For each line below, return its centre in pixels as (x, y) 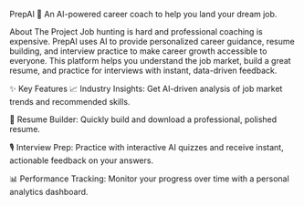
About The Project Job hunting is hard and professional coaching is (136, 31)
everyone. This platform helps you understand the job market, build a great (150, 61)
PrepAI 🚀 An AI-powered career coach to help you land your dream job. (143, 14)
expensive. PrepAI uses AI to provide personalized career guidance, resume (152, 41)
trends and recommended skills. (70, 102)
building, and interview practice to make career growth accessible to (138, 51)
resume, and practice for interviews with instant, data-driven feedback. (143, 70)
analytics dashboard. (49, 192)
